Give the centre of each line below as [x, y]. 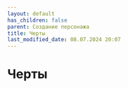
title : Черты [26, 33]
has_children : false [38, 20]
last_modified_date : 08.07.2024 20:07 [64, 40]
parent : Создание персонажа [49, 27]
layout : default [31, 14]
